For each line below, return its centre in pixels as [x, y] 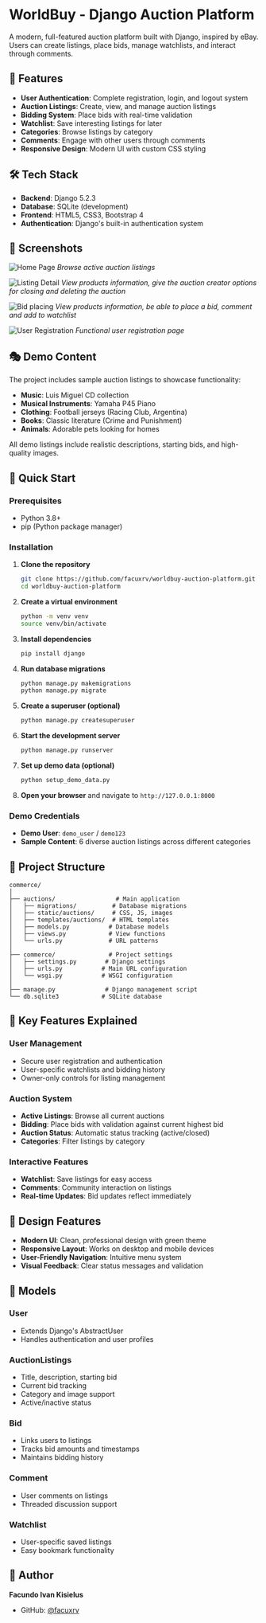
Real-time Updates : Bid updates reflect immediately [106, 1196]
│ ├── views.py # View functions [87, 934]
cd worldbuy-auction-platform [71, 587]
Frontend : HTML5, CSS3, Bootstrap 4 [82, 215]
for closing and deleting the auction [67, 291]
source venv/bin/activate [63, 624]
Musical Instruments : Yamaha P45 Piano [88, 404]
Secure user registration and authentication [91, 1061]
